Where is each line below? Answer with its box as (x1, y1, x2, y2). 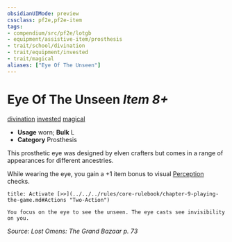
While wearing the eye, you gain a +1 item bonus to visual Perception (7, 169, 204, 178)
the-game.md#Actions (7, 196, 67, 203)
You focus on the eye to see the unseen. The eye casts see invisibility (7, 209, 226, 216)
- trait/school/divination (7, 42, 85, 49)
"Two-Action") (69, 196, 110, 203)
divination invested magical (7, 114, 85, 123)
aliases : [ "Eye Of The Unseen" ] (7, 62, 101, 69)
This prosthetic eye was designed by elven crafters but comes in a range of (7, 148, 224, 157)
